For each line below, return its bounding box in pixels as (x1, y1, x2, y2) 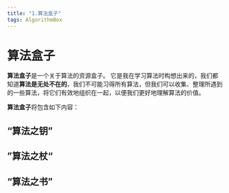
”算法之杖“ (7, 151, 53, 162)
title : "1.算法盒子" (7, 10, 62, 17)
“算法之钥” (7, 125, 53, 136)
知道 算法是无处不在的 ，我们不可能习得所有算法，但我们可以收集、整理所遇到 (7, 80, 223, 89)
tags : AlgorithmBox (7, 16, 63, 23)
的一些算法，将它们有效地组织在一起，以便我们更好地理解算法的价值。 (7, 89, 205, 97)
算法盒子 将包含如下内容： (7, 103, 79, 111)
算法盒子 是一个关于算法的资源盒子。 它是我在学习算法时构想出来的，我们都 (7, 72, 219, 80)
